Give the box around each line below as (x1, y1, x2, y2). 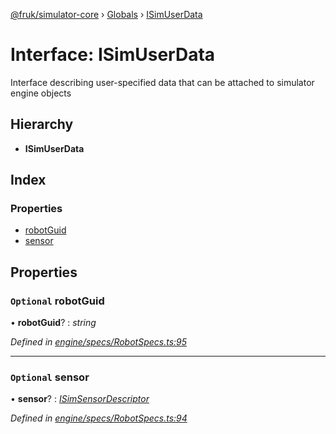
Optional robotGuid (10, 294, 105, 308)
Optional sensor (10, 370, 90, 384)
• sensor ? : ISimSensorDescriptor (10, 393, 150, 405)
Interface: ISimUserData (10, 44, 216, 66)
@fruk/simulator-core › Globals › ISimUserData (10, 9, 203, 20)
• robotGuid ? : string (10, 317, 97, 329)
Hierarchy (10, 116, 74, 133)
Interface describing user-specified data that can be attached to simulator (10, 76, 315, 88)
